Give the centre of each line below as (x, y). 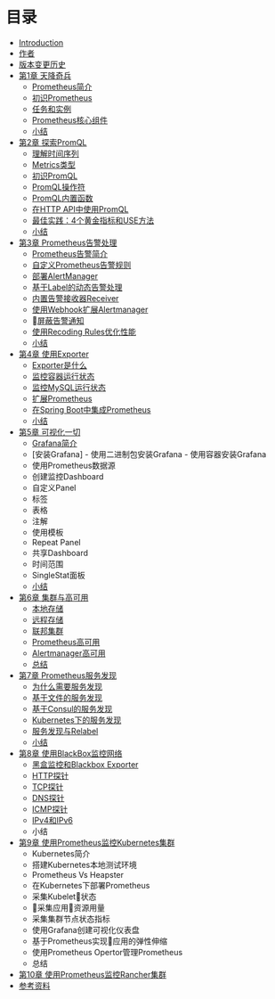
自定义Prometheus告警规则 (81, 265)
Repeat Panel (56, 542)
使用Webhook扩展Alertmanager (90, 309)
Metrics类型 (54, 164)
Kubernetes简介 (61, 853)
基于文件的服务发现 (67, 697)
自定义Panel (54, 487)
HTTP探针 (50, 775)
